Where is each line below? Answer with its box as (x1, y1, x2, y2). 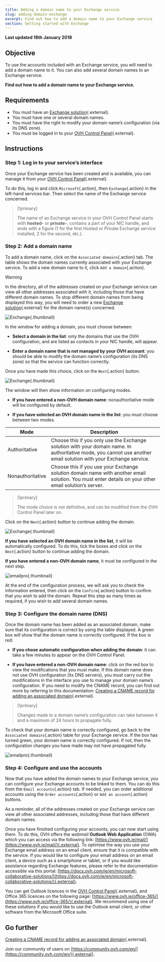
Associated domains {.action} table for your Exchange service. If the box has (5, 732, 158, 738)
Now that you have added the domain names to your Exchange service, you (5, 776, 159, 782)
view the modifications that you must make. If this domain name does (12, 667, 153, 673)
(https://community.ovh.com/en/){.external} (5, 951, 94, 957)
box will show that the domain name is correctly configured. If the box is (5, 632, 151, 638)
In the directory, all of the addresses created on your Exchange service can (5, 284, 158, 289)
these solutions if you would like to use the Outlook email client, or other (5, 904, 151, 910)
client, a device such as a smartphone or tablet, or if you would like (5, 857, 141, 863)
